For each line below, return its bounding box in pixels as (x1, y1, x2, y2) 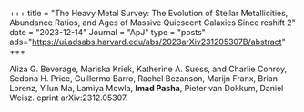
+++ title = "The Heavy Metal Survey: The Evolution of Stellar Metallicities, (9, 8, 289, 18)
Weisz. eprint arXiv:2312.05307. (9, 92, 128, 103)
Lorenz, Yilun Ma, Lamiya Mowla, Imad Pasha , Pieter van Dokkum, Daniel (9, 83, 284, 93)
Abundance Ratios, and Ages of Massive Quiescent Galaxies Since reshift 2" (9, 17, 296, 28)
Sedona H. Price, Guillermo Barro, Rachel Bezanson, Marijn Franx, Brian (9, 73, 278, 84)
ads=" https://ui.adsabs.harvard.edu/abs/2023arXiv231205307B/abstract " (9, 36, 286, 47)
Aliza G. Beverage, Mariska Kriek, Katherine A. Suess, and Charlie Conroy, (9, 63, 288, 74)
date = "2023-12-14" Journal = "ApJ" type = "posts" (9, 27, 207, 37)
